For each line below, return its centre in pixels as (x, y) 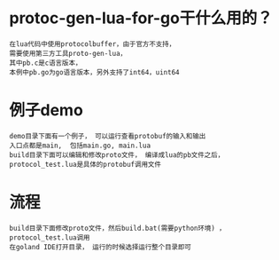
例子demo (46, 110)
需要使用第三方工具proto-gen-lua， (68, 53)
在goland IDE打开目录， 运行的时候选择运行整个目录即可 (101, 247)
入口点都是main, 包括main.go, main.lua (80, 146)
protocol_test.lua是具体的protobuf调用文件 (85, 164)
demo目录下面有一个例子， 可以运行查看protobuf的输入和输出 (108, 136)
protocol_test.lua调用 (50, 237)
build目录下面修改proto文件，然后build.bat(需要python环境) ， (117, 228)
